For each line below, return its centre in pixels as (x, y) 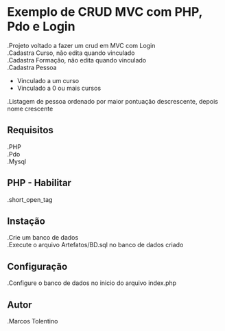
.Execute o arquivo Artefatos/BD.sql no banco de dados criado (95, 245)
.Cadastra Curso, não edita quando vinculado (71, 53)
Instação (26, 221)
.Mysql (16, 161)
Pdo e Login (41, 26)
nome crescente (30, 109)
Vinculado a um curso (48, 80)
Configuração (37, 266)
